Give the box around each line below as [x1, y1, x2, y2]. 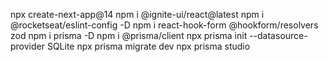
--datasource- [249, 30, 308, 41]
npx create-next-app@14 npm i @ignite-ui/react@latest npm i [10, 9, 265, 20]
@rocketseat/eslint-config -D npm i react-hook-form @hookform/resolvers [10, 19, 319, 31]
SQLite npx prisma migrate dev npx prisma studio [46, 40, 251, 52]
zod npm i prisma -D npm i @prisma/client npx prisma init [10, 30, 248, 41]
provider [10, 40, 45, 52]
